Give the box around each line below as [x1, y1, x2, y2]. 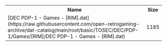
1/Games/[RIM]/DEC [7, 33, 56, 40]
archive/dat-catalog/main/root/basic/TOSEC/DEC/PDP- [7, 27, 139, 34]
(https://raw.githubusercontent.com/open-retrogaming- [7, 21, 140, 27]
